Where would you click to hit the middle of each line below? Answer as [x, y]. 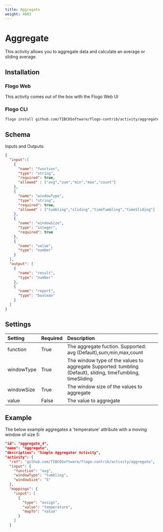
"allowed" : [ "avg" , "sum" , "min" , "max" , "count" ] [67, 182]
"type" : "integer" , [37, 228]
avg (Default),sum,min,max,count [105, 352]
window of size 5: [23, 435]
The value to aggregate [94, 400]
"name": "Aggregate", [27, 448]
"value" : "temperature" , [48, 507]
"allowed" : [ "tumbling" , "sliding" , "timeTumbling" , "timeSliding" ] [86, 209]
